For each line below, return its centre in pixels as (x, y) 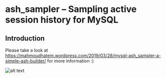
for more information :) (70, 61)
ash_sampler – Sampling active (71, 9)
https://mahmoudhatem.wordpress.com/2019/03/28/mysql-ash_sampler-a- (83, 55)
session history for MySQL (62, 20)
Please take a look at (27, 50)
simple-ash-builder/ (26, 61)
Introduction (25, 38)
